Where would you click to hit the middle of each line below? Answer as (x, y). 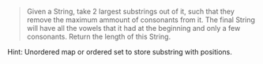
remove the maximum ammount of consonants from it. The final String (141, 20)
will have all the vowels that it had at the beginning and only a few (133, 28)
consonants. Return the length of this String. (99, 36)
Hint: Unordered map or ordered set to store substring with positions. (120, 52)
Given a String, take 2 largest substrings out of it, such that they (130, 11)
